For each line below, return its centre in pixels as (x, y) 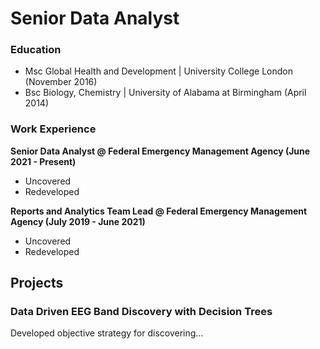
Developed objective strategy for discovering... (107, 333)
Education (36, 50)
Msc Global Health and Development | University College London (159, 71)
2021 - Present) (43, 161)
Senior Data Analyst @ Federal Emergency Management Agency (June (160, 151)
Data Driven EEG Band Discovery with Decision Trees (141, 312)
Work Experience (53, 129)
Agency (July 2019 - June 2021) (78, 221)
